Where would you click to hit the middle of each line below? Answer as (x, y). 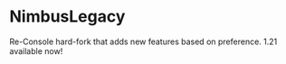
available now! (36, 50)
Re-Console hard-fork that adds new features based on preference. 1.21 (143, 41)
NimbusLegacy (67, 17)
